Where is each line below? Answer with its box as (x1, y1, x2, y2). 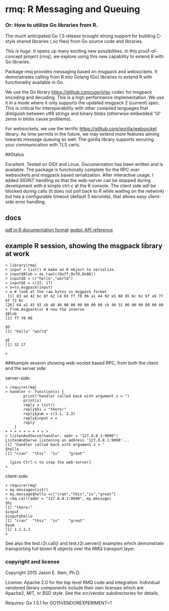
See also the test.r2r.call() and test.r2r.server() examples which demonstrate (5, 540, 164, 546)
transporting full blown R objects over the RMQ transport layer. (5, 546, 135, 552)
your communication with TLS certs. (5, 142, 81, 148)
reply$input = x (23, 416, 58, 421)
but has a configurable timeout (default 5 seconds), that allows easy (5, 193, 147, 200)
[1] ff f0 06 (5, 316, 33, 321)
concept (5, 53, 23, 60)
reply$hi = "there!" (23, 407, 67, 412)
